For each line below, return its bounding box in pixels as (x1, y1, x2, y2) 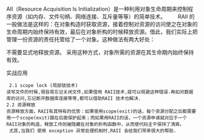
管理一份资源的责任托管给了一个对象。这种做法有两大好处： (6, 36, 155, 43)
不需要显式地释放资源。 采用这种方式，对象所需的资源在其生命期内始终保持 (6, 49, 194, 56)
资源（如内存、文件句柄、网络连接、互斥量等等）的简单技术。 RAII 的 (11, 13, 195, 20)
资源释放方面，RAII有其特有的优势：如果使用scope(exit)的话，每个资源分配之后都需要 (6, 108, 196, 114)
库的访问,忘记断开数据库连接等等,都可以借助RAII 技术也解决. (6, 96, 141, 102)
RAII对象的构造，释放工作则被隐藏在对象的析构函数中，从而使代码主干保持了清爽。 (6, 121, 185, 127)
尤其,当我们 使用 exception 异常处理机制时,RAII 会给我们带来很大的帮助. (8, 128, 177, 134)
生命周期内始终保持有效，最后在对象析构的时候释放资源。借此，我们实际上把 (6, 28, 198, 35)
